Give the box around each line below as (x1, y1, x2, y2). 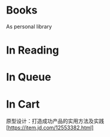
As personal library (6, 23, 52, 30)
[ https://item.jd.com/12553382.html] (6, 124, 94, 131)
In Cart (6, 98, 40, 111)
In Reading (6, 44, 59, 57)
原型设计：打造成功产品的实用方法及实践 (6, 118, 104, 125)
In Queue (6, 71, 51, 84)
